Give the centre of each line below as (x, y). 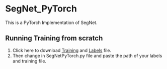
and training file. (29, 61)
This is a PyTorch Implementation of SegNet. (51, 22)
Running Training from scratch (54, 38)
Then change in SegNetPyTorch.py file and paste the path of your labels (87, 55)
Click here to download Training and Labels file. (62, 50)
